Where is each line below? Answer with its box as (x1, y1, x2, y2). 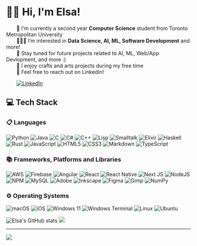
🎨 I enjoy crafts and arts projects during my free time (16, 62, 144, 69)
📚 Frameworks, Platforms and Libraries (6, 155, 121, 163)
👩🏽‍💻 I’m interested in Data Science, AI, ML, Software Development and (16, 37, 190, 44)
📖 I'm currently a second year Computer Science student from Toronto (16, 25, 188, 32)
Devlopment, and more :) (6, 56, 66, 63)
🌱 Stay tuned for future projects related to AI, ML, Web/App (16, 49, 159, 56)
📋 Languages (6, 119, 47, 127)
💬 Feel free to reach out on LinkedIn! (16, 68, 104, 75)
